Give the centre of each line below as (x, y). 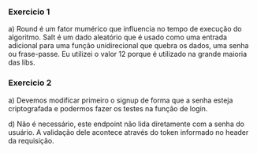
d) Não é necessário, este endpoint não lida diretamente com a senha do (126, 124)
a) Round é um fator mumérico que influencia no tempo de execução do (125, 29)
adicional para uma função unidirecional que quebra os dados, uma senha (128, 46)
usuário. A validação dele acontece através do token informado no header (128, 132)
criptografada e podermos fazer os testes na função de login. (108, 108)
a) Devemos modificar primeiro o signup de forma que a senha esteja (121, 100)
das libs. (22, 62)
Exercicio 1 (29, 12)
